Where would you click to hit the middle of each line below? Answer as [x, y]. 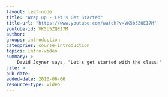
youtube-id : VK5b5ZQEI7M [37, 29]
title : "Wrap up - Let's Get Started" [55, 17]
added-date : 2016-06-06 [36, 79]
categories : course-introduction [48, 46]
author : [16, 34]
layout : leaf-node [29, 12]
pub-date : [19, 74]
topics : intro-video [32, 51]
